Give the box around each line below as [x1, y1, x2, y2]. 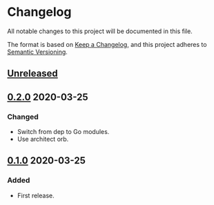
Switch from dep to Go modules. [17, 128, 110, 136]
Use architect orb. [17, 135, 69, 144]
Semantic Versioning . [7, 48, 68, 56]
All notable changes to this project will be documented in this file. [7, 27, 193, 35]
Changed [7, 112, 39, 121]
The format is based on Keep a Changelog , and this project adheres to [7, 40, 207, 48]
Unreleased [7, 68, 59, 79]
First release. [17, 191, 55, 199]
